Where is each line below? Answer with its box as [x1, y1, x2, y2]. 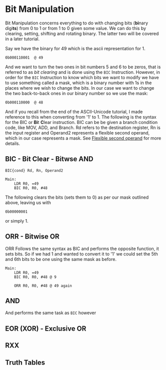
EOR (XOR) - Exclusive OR [5, 324, 86, 333]
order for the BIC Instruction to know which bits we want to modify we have [5, 74, 159, 80]
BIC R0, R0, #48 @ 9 [14, 274, 57, 279]
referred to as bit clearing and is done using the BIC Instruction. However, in [5, 69, 160, 75]
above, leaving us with [5, 199, 51, 205]
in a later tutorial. [5, 36, 40, 42]
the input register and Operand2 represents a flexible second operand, [5, 129, 150, 135]
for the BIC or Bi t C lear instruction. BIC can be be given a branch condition [5, 119, 158, 125]
